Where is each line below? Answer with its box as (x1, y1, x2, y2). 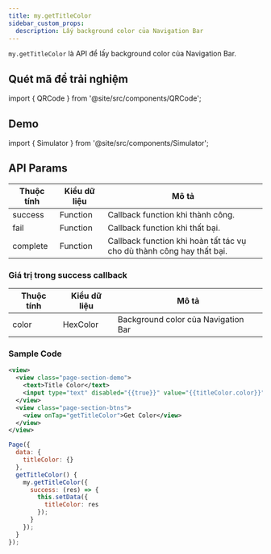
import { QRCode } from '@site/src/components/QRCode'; (8, 93, 202, 103)
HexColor (63, 319, 99, 330)
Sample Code (8, 348, 62, 359)
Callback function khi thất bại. (107, 222, 220, 234)
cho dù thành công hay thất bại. (107, 245, 228, 256)
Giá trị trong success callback (8, 269, 127, 280)
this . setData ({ (37, 493, 89, 502)
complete (12, 240, 48, 251)
